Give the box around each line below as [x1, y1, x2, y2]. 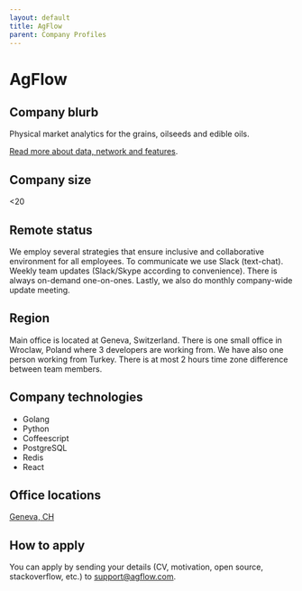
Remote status [9, 222, 93, 237]
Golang [22, 413, 50, 424]
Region [9, 310, 50, 326]
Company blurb [9, 105, 99, 120]
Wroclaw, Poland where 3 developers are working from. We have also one [9, 344, 284, 355]
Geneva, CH [9, 512, 55, 522]
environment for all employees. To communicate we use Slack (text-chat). [9, 256, 284, 266]
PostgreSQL [22, 442, 68, 453]
